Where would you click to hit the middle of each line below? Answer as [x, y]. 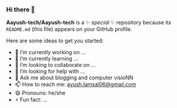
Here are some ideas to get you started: [55, 41]
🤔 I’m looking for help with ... [50, 72]
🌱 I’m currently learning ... [46, 58]
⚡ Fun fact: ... [31, 100]
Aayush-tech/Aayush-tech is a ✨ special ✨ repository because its [89, 23]
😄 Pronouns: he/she [40, 93]
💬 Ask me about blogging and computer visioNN [74, 78]
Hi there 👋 [21, 10]
